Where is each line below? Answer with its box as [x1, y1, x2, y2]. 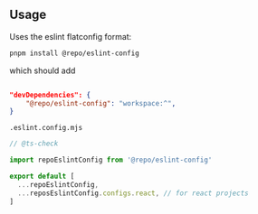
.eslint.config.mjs [9, 124, 83, 133]
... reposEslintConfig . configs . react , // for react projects [17, 189, 249, 198]
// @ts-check [9, 139, 59, 148]
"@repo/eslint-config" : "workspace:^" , [25, 98, 177, 107]
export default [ [9, 172, 75, 181]
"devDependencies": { [9, 90, 91, 99]
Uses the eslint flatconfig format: [9, 31, 132, 42]
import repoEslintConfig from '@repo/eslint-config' [9, 155, 213, 165]
